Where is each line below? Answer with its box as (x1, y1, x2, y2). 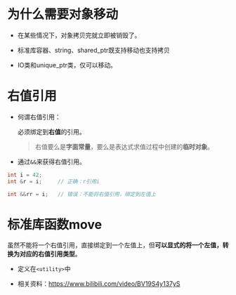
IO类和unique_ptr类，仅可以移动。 (17, 60, 117, 69)
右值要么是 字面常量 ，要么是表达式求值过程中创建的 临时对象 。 (34, 142, 214, 151)
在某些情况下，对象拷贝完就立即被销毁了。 (17, 31, 141, 39)
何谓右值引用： (17, 112, 61, 121)
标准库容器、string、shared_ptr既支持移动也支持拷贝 (17, 46, 171, 54)
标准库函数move (7, 216, 103, 232)
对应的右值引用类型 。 (19, 250, 81, 258)
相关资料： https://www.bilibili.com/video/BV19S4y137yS (17, 280, 181, 288)
